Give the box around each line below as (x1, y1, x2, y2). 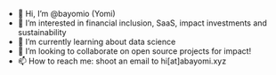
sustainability (17, 27, 67, 37)
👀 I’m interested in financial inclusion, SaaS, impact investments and (17, 18, 267, 28)
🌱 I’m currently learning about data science (17, 36, 176, 47)
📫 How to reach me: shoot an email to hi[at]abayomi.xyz (17, 56, 227, 66)
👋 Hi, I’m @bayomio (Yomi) (17, 9, 116, 19)
